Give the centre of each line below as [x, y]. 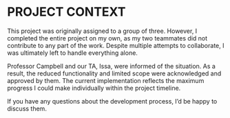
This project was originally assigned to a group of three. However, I [102, 31]
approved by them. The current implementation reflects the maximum [106, 80]
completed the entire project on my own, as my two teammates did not [107, 38]
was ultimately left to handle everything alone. [72, 53]
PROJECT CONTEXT [66, 12]
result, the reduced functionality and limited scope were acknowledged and [114, 73]
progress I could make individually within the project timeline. [94, 88]
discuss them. [27, 108]
